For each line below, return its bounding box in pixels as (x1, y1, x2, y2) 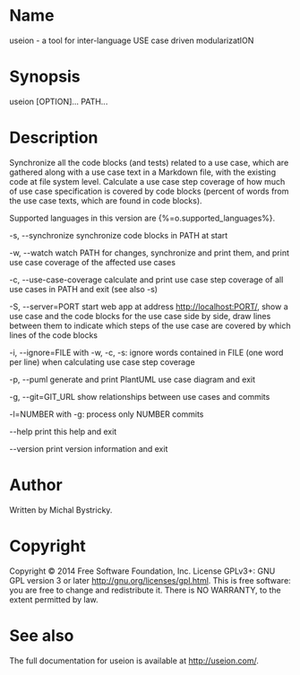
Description (9, 127, 99, 148)
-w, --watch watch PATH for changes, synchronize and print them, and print (9, 247, 289, 258)
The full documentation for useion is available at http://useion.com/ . (9, 655, 260, 666)
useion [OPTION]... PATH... (9, 96, 108, 107)
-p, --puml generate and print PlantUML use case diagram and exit (9, 374, 256, 385)
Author (9, 475, 63, 495)
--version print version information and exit (9, 443, 168, 454)
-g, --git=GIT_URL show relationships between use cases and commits (9, 391, 270, 402)
